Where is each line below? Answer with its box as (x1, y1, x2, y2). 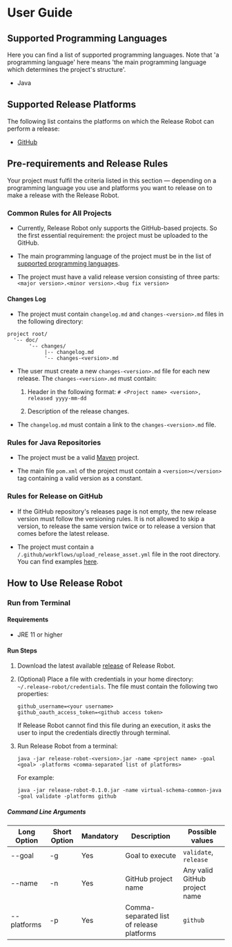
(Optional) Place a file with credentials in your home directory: (17, 675, 194, 684)
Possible (187, 827, 217, 837)
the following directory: (17, 317, 84, 326)
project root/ (7, 330, 48, 338)
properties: (17, 690, 49, 698)
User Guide (7, 5, 73, 21)
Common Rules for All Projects (7, 208, 112, 218)
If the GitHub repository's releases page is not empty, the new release (17, 507, 217, 516)
